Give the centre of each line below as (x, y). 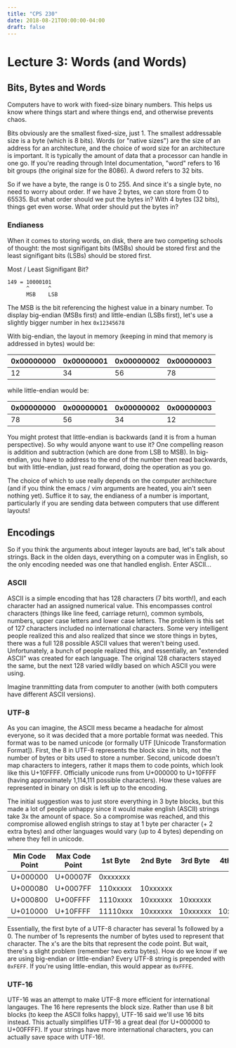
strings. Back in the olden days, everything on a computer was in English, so (118, 557)
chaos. (17, 120)
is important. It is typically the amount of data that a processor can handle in (118, 156)
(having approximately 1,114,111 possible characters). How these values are (114, 780)
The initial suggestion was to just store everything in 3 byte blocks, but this (116, 801)
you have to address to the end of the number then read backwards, (129, 460)
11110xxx (116, 911)
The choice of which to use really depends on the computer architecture (112, 481)
